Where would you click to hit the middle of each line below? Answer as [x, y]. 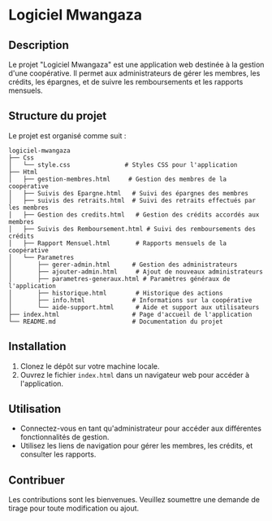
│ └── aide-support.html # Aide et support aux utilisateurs [134, 307]
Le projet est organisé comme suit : [67, 135]
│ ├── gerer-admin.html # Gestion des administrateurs [123, 265]
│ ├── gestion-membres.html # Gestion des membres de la [118, 179]
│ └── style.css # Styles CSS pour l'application [123, 164]
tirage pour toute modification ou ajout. [74, 508]
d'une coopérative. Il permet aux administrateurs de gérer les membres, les [134, 73]
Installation [37, 346]
